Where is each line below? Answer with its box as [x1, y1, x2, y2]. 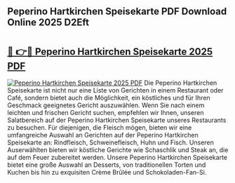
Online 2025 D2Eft [7, 17, 90, 29]
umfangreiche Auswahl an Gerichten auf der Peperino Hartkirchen [7, 131, 199, 139]
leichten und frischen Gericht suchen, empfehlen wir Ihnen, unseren [7, 109, 204, 116]
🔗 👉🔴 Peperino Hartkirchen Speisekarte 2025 [7, 46, 213, 57]
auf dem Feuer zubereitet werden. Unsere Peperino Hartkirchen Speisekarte [7, 154, 228, 161]
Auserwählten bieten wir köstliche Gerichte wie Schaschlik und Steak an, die [7, 146, 229, 154]
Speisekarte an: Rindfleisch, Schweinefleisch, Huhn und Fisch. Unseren [7, 138, 214, 147]
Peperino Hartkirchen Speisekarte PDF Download [7, 6, 227, 18]
